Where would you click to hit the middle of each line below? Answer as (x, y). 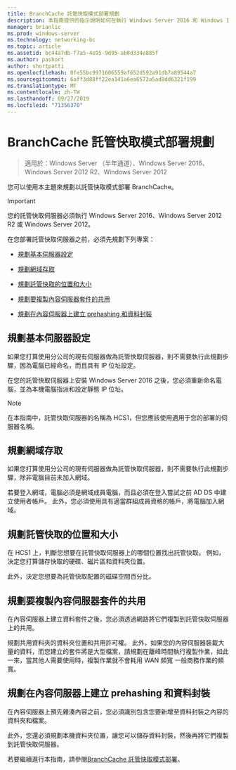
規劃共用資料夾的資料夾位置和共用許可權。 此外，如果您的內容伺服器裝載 (113, 643)
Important (21, 200)
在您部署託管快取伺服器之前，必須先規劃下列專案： (81, 239)
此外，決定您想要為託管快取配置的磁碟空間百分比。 (81, 577)
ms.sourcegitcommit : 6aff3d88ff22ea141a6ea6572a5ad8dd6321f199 (102, 79)
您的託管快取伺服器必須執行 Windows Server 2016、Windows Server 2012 (115, 215)
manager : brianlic (34, 27)
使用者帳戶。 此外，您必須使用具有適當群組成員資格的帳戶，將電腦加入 (116, 501)
